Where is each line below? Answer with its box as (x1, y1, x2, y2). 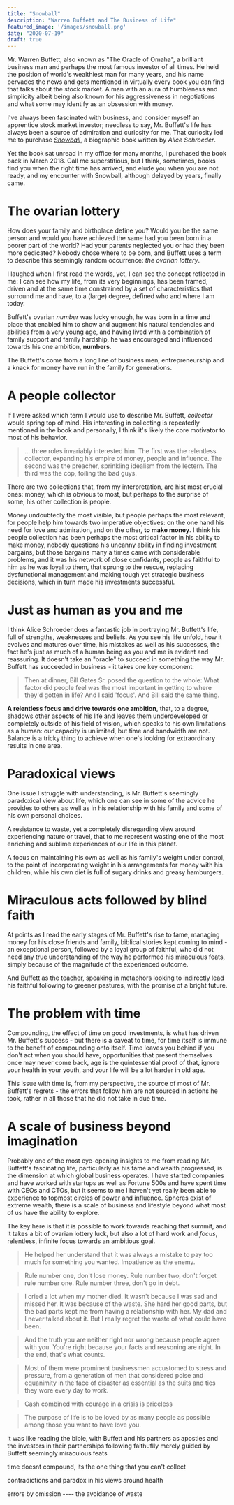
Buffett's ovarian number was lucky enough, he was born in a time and (7, 313, 211, 321)
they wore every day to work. (24, 1386, 109, 1394)
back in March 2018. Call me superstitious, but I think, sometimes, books (7, 156, 216, 165)
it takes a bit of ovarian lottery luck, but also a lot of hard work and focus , (7, 1229, 218, 1238)
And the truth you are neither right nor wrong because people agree (24, 1335, 220, 1344)
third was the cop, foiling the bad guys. (24, 469, 138, 477)
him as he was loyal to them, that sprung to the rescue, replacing (7, 563, 194, 571)
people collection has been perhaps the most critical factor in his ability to (7, 534, 221, 541)
